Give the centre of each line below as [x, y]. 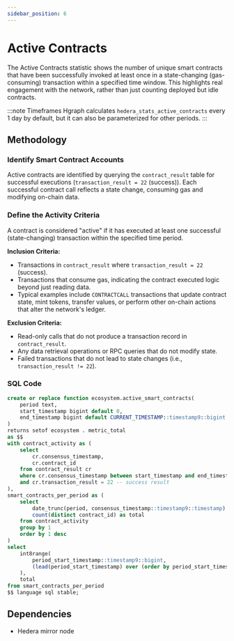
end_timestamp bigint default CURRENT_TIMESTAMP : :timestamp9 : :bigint [123, 418]
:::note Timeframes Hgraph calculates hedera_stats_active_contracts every [116, 110]
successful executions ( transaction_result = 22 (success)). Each [102, 183]
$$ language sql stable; [43, 593]
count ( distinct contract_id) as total [88, 515]
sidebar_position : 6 [37, 14]
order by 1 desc [44, 534]
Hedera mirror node [46, 631]
